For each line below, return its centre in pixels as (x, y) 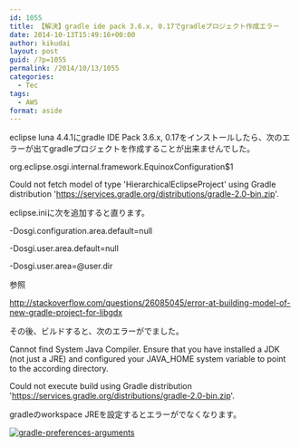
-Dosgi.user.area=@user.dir (61, 266)
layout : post (34, 52)
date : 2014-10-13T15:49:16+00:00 (73, 34)
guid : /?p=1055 (38, 60)
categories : (32, 77)
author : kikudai (40, 43)
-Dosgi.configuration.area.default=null (81, 231)
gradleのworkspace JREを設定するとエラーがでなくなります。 (126, 414)
